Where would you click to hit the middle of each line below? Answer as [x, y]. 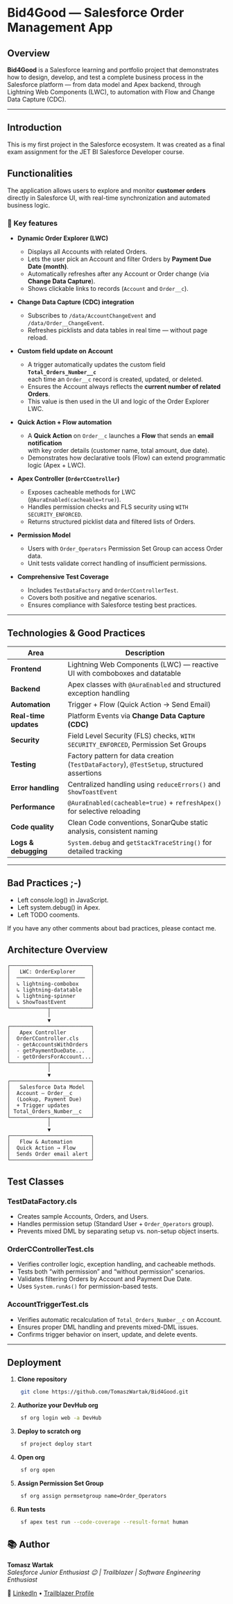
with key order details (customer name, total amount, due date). [118, 450]
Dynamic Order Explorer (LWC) [63, 238]
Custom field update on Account [65, 351]
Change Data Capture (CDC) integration [76, 302]
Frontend [26, 669]
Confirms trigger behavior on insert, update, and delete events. [107, 1334]
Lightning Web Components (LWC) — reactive [143, 665]
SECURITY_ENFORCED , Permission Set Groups [137, 744]
